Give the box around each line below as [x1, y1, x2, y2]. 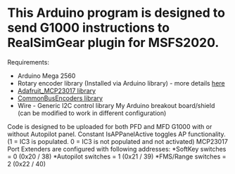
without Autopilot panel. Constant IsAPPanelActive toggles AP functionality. [7, 130, 227, 138]
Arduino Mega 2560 [17, 72, 76, 80]
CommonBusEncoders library [17, 93, 103, 102]
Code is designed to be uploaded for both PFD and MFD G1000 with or [7, 122, 212, 130]
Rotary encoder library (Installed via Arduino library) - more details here [17, 79, 225, 87]
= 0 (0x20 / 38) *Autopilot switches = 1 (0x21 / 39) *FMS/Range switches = [7, 152, 227, 161]
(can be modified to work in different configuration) [17, 109, 167, 117]
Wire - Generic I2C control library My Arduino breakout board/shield [17, 101, 215, 109]
